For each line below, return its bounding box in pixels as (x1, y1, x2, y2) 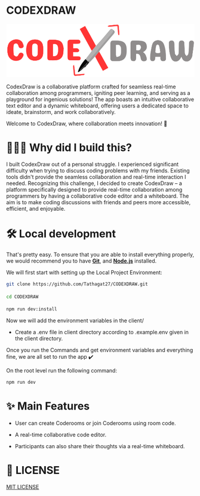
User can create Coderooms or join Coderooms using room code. (14, 420, 176, 427)
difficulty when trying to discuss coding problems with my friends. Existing (6, 167, 190, 174)
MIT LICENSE (6, 483, 39, 491)
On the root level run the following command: (6, 367, 118, 374)
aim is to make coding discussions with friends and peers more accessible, (6, 198, 191, 206)
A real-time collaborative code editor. (14, 431, 107, 439)
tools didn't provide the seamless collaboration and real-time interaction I (6, 173, 186, 180)
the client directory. (14, 335, 63, 342)
